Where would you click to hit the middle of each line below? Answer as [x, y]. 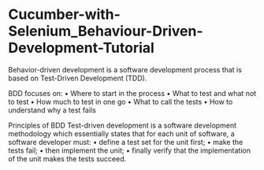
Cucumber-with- [64, 15]
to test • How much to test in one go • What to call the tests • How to [121, 102]
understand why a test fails [52, 110]
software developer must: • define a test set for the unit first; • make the [126, 142]
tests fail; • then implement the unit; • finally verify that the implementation [129, 150]
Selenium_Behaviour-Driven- [106, 31]
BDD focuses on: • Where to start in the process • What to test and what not [132, 93]
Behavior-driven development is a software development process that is [125, 69]
